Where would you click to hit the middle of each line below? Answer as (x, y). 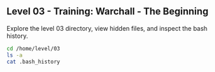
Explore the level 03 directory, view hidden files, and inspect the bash (107, 28)
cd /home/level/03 (33, 48)
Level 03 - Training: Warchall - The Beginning (107, 12)
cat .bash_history (33, 62)
